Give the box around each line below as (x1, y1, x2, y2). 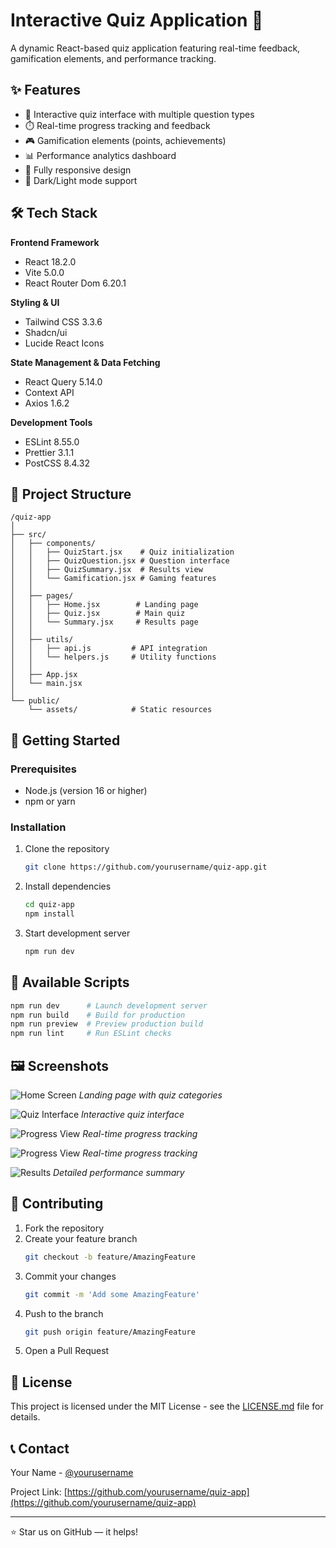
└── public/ (10, 696, 60, 706)
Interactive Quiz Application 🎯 (10, 9, 264, 32)
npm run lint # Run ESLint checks (10, 1029, 172, 1039)
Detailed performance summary (53, 1166, 185, 1178)
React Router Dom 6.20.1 (24, 277, 127, 289)
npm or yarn (24, 795, 76, 808)
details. (10, 1411, 41, 1423)
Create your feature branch (24, 1232, 138, 1244)
